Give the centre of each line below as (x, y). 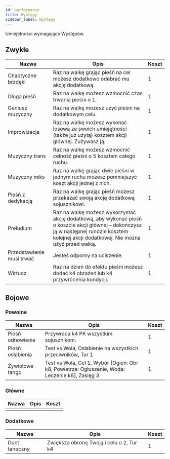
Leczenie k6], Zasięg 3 (72, 375)
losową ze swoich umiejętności (90, 129)
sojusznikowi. (69, 204)
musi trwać (21, 259)
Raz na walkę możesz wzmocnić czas (98, 93)
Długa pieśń (22, 97)
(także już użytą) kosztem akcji (90, 135)
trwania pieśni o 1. (75, 100)
